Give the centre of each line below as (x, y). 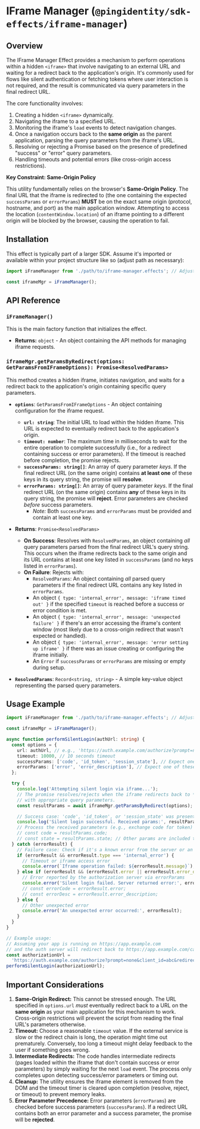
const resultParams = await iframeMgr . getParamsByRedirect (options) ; (105, 806)
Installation (27, 239)
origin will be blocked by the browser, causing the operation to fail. (88, 220)
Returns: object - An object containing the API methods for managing (100, 340)
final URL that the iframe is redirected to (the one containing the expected (96, 195)
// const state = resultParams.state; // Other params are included (104, 839)
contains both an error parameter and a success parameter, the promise (103, 1113)
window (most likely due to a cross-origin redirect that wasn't (108, 629)
